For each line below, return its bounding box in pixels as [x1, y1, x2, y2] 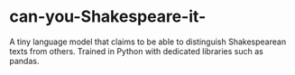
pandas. [9, 55, 40, 66]
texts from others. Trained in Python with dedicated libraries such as [9, 45, 263, 56]
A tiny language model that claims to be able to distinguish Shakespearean [9, 36, 287, 47]
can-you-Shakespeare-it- [9, 6, 207, 27]
